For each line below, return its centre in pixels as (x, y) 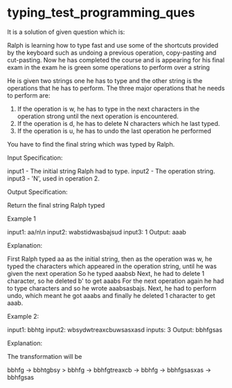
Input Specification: (35, 158)
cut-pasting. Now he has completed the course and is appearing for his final (116, 59)
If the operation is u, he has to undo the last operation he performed (114, 131)
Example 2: (23, 316)
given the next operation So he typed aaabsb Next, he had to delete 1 (106, 273)
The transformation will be (45, 356)
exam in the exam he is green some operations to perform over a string (108, 67)
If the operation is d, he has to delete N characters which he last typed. (118, 123)
